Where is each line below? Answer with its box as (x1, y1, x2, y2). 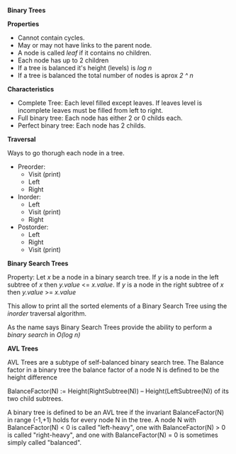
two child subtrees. (7, 394, 64, 403)
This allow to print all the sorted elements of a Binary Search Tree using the (7, 301, 227, 310)
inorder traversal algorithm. (7, 309, 87, 318)
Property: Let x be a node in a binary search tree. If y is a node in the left (7, 273, 219, 281)
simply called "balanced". (7, 438, 82, 446)
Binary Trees (7, 6, 46, 14)
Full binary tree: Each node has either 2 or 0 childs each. (17, 113, 183, 122)
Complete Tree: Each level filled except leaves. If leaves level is (17, 99, 203, 107)
